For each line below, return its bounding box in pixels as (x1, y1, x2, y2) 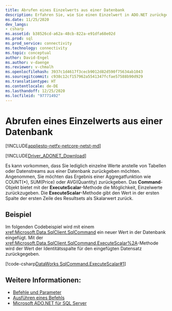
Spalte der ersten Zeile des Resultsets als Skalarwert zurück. (5, 195, 134, 202)
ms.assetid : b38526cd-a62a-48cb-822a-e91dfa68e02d (5, 31, 116, 36)
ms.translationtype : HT (5, 79, 56, 84)
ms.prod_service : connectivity (5, 41, 72, 46)
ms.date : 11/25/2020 (5, 17, 50, 22)
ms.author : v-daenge (5, 60, 50, 65)
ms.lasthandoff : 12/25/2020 (5, 88, 66, 94)
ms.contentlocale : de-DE (5, 83, 58, 88)
